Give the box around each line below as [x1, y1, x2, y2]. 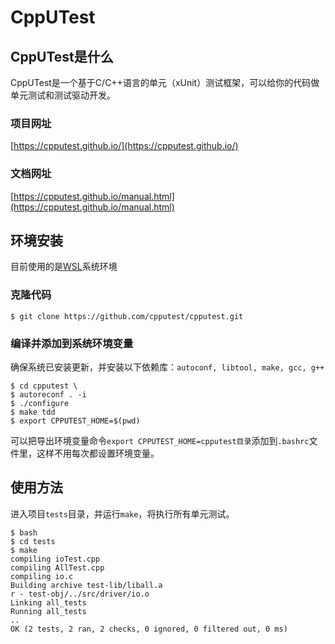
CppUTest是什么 [10, 48, 114, 65]
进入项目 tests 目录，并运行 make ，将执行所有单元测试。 [10, 507, 235, 520]
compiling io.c [10, 571, 74, 581]
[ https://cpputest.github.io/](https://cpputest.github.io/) [10, 140, 239, 152]
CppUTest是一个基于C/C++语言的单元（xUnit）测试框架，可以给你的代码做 [10, 77, 320, 88]
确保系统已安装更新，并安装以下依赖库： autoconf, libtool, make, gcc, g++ [10, 361, 325, 373]
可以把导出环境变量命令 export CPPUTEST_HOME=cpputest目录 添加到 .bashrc [10, 435, 310, 446]
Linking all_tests [10, 597, 87, 608]
